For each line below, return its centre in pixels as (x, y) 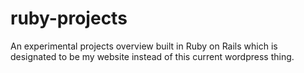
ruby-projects (69, 18)
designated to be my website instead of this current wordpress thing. (152, 56)
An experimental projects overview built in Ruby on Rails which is (144, 46)
